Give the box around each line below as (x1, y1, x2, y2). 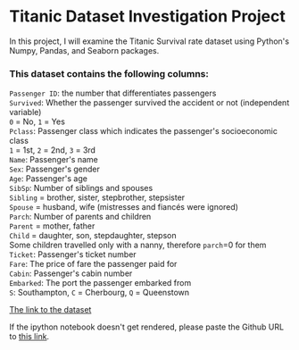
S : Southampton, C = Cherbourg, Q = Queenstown (9, 287, 190, 298)
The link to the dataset (9, 304, 92, 315)
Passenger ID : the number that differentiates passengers (9, 87, 217, 99)
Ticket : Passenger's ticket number (9, 249, 137, 260)
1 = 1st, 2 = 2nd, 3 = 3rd (9, 145, 96, 155)
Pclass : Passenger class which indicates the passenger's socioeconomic (9, 126, 278, 137)
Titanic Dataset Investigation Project (9, 6, 286, 27)
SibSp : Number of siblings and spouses (9, 183, 154, 194)
